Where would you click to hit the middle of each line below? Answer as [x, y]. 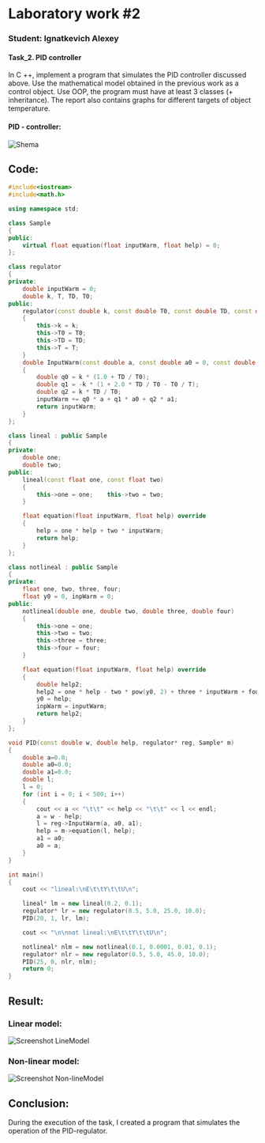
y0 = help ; [54, 699]
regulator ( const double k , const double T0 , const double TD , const [137, 311]
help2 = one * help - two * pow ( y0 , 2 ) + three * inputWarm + [141, 692]
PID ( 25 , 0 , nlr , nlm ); [60, 962]
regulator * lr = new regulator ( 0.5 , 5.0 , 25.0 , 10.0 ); [114, 911]
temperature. [29, 108]
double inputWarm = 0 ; [60, 289]
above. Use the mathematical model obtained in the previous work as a [123, 83]
